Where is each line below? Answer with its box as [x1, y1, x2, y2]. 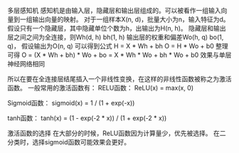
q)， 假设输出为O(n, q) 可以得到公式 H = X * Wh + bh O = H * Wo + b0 [7, 42, 215, 50]
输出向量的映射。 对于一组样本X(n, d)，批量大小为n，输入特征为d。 [31, 15, 230, 23]
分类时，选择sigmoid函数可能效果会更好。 [7, 138, 130, 146]
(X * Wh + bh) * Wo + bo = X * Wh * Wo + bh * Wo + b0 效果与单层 [33, 51, 232, 59]
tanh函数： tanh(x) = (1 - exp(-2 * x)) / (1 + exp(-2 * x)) [7, 114, 167, 122]
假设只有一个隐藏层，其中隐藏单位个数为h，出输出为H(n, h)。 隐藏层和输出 [7, 24, 226, 32]
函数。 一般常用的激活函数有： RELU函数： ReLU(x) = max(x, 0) [7, 84, 194, 92]
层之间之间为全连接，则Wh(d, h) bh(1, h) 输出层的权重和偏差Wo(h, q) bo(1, [7, 33, 224, 41]
